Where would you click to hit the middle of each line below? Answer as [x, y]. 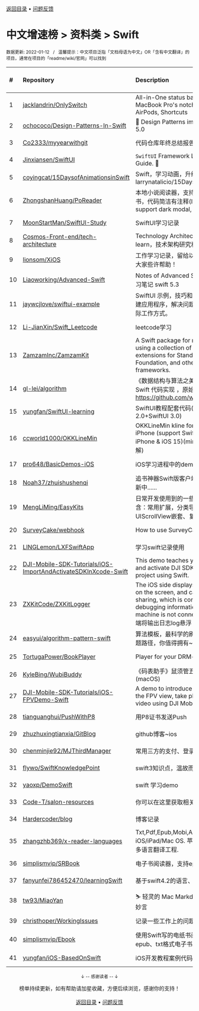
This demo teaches [162, 560]
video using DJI [157, 703]
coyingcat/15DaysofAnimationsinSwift [76, 177]
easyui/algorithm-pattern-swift [67, 638]
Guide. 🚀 [147, 163]
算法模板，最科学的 [162, 634]
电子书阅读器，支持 [162, 863]
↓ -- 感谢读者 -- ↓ [99, 977]
